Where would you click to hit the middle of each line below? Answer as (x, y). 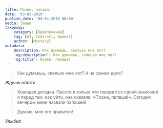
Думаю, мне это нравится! (45, 112)
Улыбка (13, 121)
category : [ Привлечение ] (39, 32)
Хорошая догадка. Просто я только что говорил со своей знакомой (88, 92)
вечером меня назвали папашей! (51, 102)
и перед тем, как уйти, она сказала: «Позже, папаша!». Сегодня (84, 97)
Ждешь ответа (20, 83)
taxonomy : (15, 28)
